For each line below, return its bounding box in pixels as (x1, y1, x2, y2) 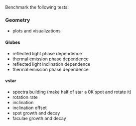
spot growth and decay (12, 110, 60, 116)
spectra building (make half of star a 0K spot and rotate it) (12, 89, 132, 95)
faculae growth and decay (12, 115, 66, 121)
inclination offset (12, 105, 47, 111)
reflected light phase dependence (12, 50, 82, 56)
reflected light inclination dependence (12, 61, 91, 67)
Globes (5, 39, 20, 45)
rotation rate (12, 94, 38, 100)
